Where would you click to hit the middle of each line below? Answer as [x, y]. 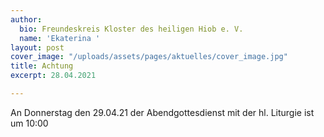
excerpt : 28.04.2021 [53, 76]
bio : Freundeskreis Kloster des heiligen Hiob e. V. [131, 29]
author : [26, 19]
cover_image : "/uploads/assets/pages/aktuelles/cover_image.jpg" [149, 57]
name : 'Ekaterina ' [60, 38]
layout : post [37, 47]
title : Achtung [42, 66]
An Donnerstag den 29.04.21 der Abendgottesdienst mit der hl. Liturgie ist [162, 112]
